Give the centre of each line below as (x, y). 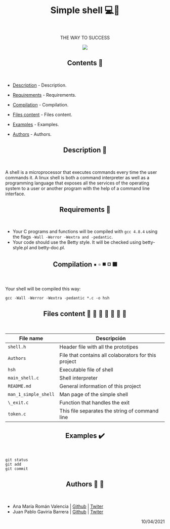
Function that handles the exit (95, 403)
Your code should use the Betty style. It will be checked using (77, 242)
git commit (17, 469)
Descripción (111, 338)
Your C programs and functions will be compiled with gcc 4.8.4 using (85, 232)
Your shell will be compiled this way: (43, 289)
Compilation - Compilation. (40, 104)
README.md (19, 386)
